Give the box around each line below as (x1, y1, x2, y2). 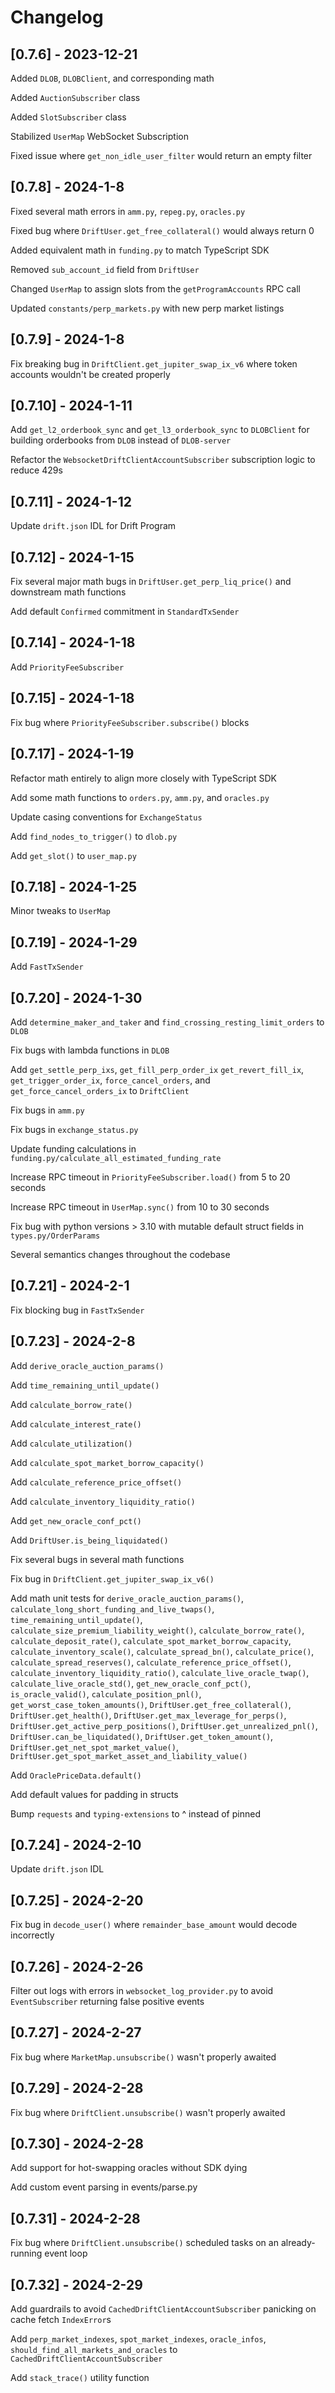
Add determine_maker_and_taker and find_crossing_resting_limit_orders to (10, 1016, 325, 1028)
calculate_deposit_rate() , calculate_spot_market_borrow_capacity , (10, 1634, 292, 1646)
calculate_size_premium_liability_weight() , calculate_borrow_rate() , (10, 1624, 305, 1636)
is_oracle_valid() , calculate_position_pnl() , (10, 1687, 202, 1700)
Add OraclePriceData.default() (10, 1769, 142, 1781)
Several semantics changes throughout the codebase (10, 1248, 231, 1260)
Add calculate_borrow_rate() (10, 1398, 133, 1410)
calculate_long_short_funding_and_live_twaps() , (10, 1602, 215, 1615)
